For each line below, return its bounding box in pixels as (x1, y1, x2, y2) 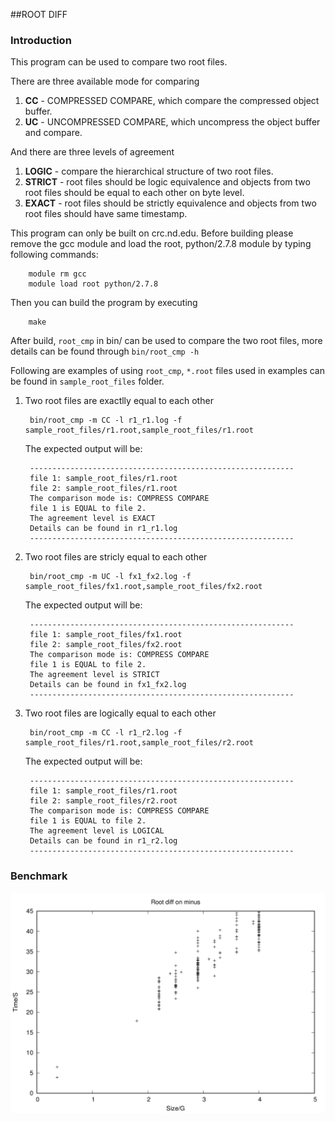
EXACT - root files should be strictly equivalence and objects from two (24, 197, 317, 209)
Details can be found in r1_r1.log (29, 524, 178, 534)
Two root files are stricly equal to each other (24, 551, 208, 563)
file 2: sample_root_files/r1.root (29, 484, 178, 494)
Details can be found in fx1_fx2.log (29, 680, 187, 690)
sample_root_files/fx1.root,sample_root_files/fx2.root (24, 582, 263, 592)
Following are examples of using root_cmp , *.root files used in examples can (10, 365, 325, 377)
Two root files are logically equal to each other (24, 707, 217, 719)
